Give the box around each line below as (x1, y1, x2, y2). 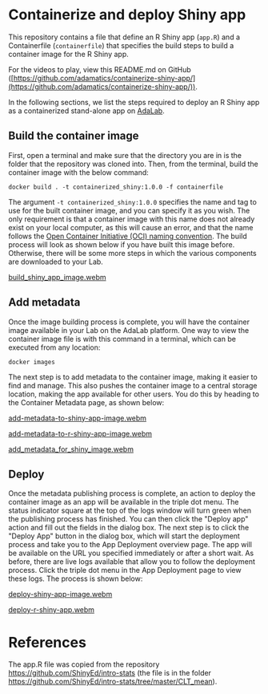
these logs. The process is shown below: (8, 574, 143, 583)
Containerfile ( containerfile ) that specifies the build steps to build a (8, 40, 234, 50)
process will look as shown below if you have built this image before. (8, 239, 235, 250)
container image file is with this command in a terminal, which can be (8, 334, 236, 343)
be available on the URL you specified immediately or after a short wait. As (8, 548, 254, 558)
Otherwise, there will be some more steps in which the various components (8, 248, 258, 258)
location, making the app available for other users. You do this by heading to (8, 389, 260, 399)
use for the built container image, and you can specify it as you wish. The (8, 205, 250, 215)
